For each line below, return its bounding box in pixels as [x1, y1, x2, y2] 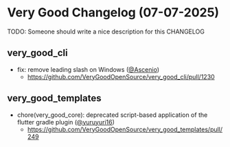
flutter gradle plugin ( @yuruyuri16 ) [16, 118, 115, 126]
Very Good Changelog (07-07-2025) [7, 5, 220, 21]
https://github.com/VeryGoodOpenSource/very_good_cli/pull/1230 [27, 72, 215, 81]
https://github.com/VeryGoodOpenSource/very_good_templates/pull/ [27, 125, 223, 133]
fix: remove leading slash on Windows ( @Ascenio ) [16, 65, 160, 73]
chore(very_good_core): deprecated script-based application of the [16, 111, 208, 119]
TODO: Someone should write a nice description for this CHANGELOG [7, 27, 205, 36]
